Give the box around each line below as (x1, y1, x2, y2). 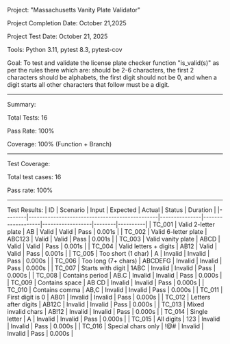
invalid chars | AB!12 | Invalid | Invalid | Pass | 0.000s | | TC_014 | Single (7, 308, 208, 315)
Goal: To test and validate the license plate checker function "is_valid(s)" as (7, 59, 220, 67)
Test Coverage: (7, 160, 51, 168)
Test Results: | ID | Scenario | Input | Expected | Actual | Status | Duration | (7, 206, 216, 214)
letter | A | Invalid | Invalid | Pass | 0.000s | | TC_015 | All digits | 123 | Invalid (7, 315, 220, 323)
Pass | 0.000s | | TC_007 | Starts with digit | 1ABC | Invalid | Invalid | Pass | (7, 264, 216, 272)
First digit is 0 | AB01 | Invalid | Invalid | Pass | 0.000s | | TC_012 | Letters (7, 293, 211, 301)
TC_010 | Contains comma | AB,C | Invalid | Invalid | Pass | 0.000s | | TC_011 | (7, 286, 223, 293)
